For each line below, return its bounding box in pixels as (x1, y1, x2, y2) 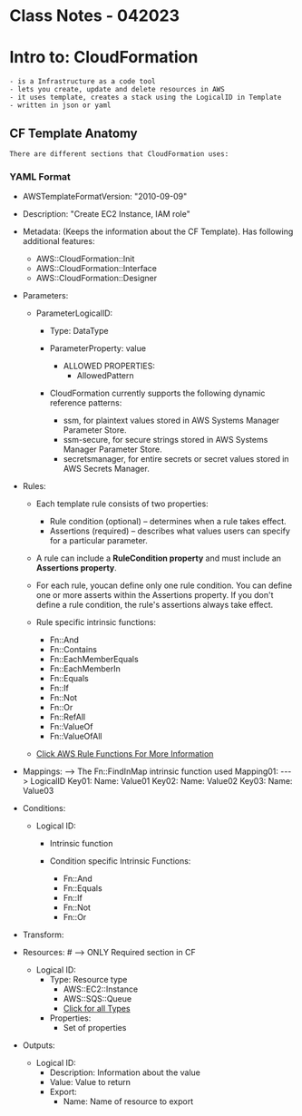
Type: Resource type (49, 974, 128, 985)
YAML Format (9, 170, 71, 182)
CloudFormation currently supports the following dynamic (49, 387, 266, 399)
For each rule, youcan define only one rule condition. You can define (35, 580, 293, 591)
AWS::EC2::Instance (63, 984, 139, 994)
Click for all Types (63, 1003, 131, 1014)
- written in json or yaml (9, 101, 112, 110)
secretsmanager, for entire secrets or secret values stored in (63, 454, 289, 465)
